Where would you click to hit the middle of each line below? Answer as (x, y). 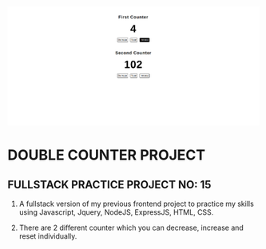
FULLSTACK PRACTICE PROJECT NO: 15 (109, 185)
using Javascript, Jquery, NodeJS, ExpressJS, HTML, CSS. (116, 212)
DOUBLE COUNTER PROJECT (107, 155)
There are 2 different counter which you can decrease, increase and (131, 227)
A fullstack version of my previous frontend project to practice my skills (137, 204)
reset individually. (48, 236)
